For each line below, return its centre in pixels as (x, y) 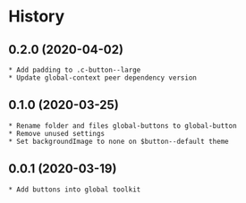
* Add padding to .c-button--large (75, 70)
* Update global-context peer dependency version (103, 78)
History (37, 17)
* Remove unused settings (56, 133)
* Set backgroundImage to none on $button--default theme (119, 141)
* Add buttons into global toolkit (75, 190)
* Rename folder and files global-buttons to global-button (123, 126)
